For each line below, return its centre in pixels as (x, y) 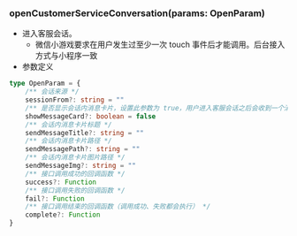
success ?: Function (61, 182)
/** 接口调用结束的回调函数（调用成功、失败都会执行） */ (118, 207)
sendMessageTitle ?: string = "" (84, 133)
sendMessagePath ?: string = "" (83, 149)
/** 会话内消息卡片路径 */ (69, 141)
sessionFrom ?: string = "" (75, 100)
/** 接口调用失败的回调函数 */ (75, 190)
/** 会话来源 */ (52, 92)
